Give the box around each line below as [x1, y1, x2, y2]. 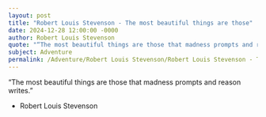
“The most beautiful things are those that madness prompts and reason [8, 77, 241, 87]
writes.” [8, 85, 33, 95]
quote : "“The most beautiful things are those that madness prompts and [8, 41, 253, 49]
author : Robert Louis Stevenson [8, 33, 115, 42]
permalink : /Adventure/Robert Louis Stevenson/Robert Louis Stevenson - [8, 56, 253, 64]
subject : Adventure [8, 48, 73, 56]
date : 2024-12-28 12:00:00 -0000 [8, 26, 119, 34]
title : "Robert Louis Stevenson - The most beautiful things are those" [8, 19, 253, 27]
